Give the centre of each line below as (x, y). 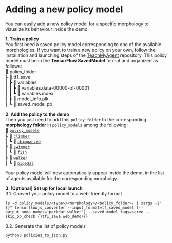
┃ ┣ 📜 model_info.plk (27, 99)
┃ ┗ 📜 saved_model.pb (29, 104)
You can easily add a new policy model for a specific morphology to (77, 24)
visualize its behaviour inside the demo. (47, 29)
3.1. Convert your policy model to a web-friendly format (64, 193)
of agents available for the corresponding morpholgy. (62, 178)
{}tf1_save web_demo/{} (63, 216)
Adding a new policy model (64, 9)
